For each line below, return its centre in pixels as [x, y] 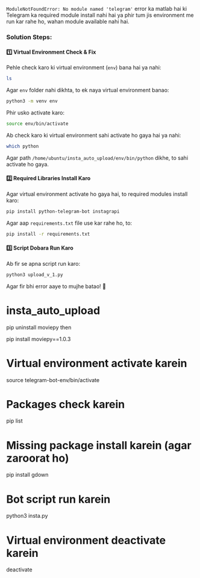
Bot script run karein [58, 499]
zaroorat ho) [38, 458]
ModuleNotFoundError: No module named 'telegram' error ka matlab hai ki [97, 9]
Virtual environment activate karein [97, 363]
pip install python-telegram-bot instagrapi [63, 211]
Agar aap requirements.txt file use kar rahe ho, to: [69, 223]
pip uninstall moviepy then [39, 327]
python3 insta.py [27, 516]
